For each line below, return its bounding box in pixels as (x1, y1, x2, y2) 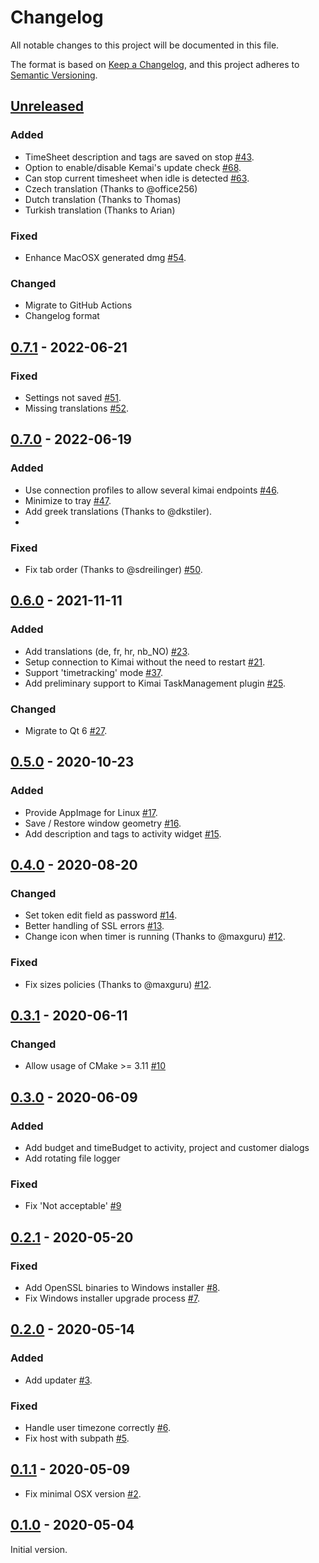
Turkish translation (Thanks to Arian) (24, 204, 176, 216)
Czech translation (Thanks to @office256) (24, 182, 198, 195)
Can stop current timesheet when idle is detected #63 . (24, 172, 250, 184)
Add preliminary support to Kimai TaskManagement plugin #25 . (24, 677, 286, 689)
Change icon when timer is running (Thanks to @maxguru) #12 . (24, 931, 286, 943)
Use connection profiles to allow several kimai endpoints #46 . (24, 484, 280, 496)
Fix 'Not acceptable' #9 (24, 1200, 122, 1212)
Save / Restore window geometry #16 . (24, 817, 182, 829)
